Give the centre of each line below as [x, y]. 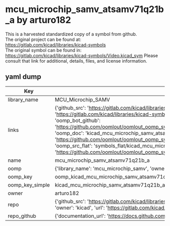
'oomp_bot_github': [78, 120]
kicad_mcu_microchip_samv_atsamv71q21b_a [110, 185]
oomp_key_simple [29, 185]
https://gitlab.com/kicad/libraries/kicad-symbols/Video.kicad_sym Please [82, 55]
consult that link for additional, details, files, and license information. [76, 61]
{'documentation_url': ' [82, 216]
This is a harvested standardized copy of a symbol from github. [71, 34]
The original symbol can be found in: [44, 50]
